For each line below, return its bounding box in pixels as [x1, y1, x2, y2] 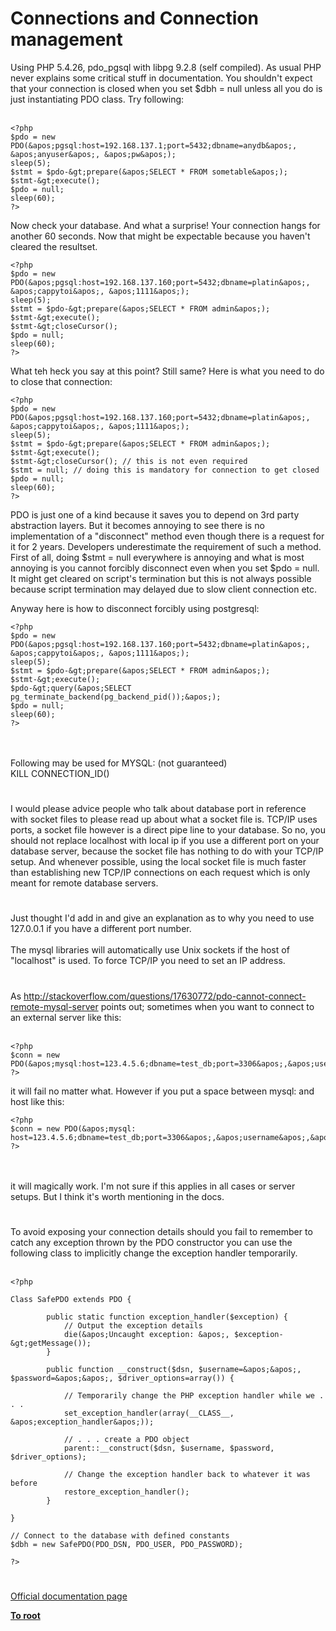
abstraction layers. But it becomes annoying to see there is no [10, 519, 265, 531]
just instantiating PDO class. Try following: [10, 93, 185, 105]
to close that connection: [10, 375, 113, 387]
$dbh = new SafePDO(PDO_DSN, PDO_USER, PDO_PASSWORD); [10, 1539, 244, 1549]
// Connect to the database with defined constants [10, 1530, 230, 1541]
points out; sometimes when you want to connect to [100, 1000, 315, 1012]
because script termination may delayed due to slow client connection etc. [10, 583, 318, 595]
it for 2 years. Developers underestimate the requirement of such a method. [10, 540, 322, 552]
